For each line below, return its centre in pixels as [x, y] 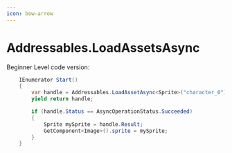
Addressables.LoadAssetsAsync [103, 47]
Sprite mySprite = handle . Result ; [93, 124]
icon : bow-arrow [30, 13]
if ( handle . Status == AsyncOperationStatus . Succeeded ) [112, 111]
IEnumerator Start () [48, 80]
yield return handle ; [63, 99]
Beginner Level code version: [48, 67]
